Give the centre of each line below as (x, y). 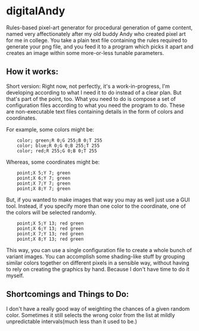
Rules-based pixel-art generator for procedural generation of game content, (99, 27)
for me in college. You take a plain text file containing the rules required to (97, 40)
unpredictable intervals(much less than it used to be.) (72, 321)
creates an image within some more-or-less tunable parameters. (85, 53)
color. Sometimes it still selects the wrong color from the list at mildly (91, 315)
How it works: (32, 72)
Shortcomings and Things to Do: (68, 294)
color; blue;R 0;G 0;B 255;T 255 (58, 145)
